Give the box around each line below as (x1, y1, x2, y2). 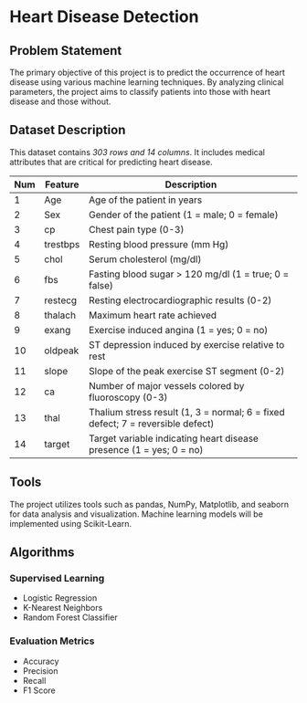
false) (88, 278, 114, 291)
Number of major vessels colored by (88, 379, 245, 392)
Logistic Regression (22, 593, 98, 603)
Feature (45, 178, 79, 191)
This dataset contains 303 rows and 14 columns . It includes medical (9, 146, 265, 157)
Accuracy (22, 656, 59, 666)
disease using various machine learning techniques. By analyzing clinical (9, 77, 284, 88)
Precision (22, 665, 58, 677)
